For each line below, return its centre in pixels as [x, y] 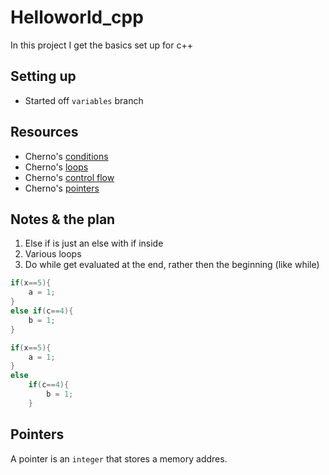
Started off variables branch [84, 100]
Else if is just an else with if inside [94, 243]
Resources [44, 132]
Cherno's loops [56, 167]
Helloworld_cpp [77, 17]
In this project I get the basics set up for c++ [101, 45]
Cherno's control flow [69, 177]
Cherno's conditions [66, 156]
